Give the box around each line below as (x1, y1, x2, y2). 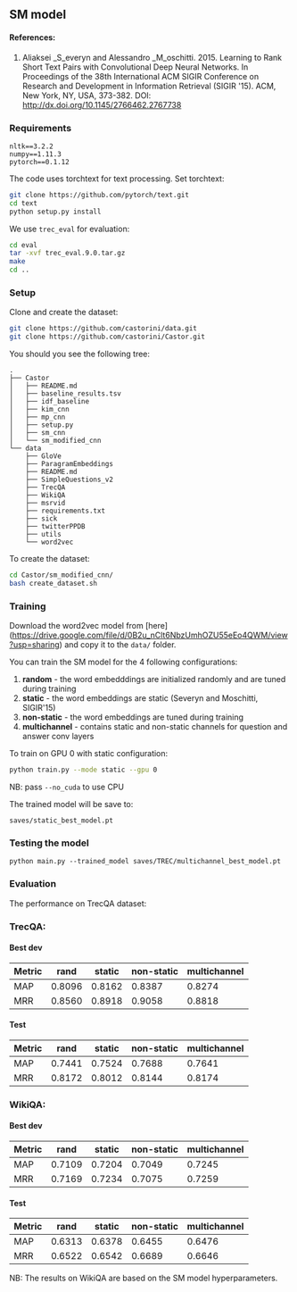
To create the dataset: (9, 554, 91, 564)
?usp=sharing (9, 639, 60, 650)
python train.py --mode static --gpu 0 (9, 765, 158, 775)
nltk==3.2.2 (9, 142, 54, 151)
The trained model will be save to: (9, 798, 134, 809)
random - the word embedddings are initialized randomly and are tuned (21, 674, 286, 685)
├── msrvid (25, 499, 66, 508)
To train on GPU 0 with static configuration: (9, 748, 169, 759)
